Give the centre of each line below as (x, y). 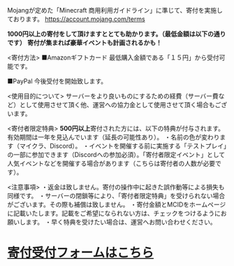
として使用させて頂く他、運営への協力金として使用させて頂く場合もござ (123, 105)
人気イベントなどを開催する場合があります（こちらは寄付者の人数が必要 (111, 163)
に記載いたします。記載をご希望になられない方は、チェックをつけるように (114, 213)
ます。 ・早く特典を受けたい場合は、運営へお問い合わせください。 (121, 222)
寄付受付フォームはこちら (81, 253)
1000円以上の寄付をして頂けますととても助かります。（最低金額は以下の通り (117, 34)
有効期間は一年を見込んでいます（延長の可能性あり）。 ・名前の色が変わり (114, 137)
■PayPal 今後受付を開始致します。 (57, 81)
